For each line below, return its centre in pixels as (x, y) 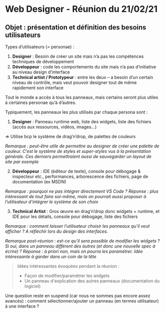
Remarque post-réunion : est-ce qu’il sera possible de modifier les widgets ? (82, 241)
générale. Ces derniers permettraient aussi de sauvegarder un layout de (78, 156)
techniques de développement (43, 62)
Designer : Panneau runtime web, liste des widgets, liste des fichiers (82, 122)
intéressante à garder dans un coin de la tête (51, 257)
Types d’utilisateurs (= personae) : (40, 47)
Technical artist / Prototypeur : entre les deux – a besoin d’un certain (82, 77)
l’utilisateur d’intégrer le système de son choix (52, 202)
